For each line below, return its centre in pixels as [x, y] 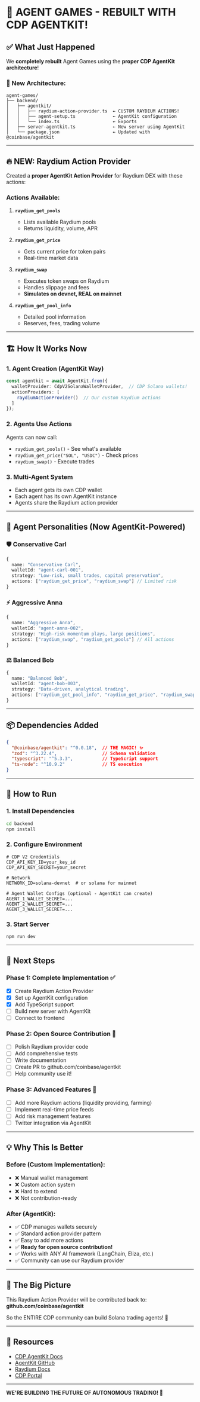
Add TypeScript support [44, 1004]
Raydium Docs [32, 1369]
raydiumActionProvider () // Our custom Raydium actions [89, 398]
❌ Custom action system [45, 1184]
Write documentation [40, 1060]
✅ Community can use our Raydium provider [69, 1260]
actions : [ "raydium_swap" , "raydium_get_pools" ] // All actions [93, 639]
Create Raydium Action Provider [54, 991]
